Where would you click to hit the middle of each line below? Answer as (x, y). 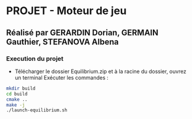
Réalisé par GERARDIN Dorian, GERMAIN (82, 33)
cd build (17, 94)
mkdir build (21, 88)
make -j (16, 105)
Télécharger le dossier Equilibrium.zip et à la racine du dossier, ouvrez (100, 71)
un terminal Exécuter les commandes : (61, 77)
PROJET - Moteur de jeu (66, 11)
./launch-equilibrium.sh (37, 110)
